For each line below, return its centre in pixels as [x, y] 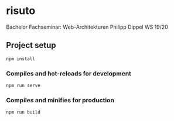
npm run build [23, 112]
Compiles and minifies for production [60, 100]
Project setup [31, 45]
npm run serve [23, 86]
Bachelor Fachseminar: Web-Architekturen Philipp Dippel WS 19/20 [87, 27]
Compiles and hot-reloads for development [69, 73]
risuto [21, 11]
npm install [21, 59]
